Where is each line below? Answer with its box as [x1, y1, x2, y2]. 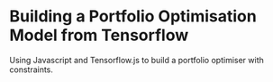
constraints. [9, 64, 54, 75]
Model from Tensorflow [9, 25, 189, 45]
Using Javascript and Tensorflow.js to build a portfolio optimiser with [9, 54, 264, 65]
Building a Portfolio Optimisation [9, 6, 257, 27]
